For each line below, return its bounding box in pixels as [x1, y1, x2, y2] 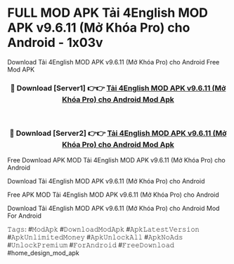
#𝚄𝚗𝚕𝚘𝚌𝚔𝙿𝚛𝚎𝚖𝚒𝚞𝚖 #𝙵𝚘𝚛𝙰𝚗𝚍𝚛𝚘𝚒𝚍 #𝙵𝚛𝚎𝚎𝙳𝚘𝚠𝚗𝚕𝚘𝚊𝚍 [7, 240, 174, 249]
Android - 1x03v [7, 35, 103, 50]
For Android [7, 211, 42, 220]
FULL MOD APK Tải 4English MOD [7, 5, 209, 21]
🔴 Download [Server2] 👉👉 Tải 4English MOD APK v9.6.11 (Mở [9, 128, 227, 138]
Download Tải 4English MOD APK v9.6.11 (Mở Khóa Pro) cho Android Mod [7, 204, 220, 212]
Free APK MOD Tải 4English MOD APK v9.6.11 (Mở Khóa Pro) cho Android [7, 190, 219, 199]
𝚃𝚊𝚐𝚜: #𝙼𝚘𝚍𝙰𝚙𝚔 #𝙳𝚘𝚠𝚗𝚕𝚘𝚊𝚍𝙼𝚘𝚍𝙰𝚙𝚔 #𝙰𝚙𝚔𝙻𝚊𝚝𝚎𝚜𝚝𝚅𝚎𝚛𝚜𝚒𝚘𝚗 [7, 225, 200, 233]
